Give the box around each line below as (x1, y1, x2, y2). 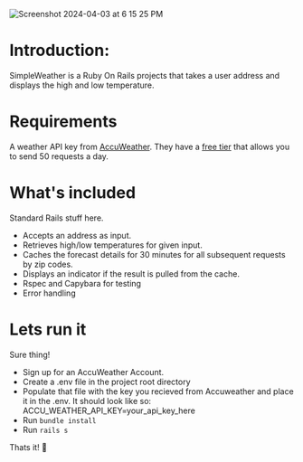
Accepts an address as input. (22, 230, 132, 240)
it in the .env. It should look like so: (22, 395, 152, 406)
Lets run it (9, 319, 87, 339)
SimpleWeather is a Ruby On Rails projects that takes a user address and (9, 70, 280, 80)
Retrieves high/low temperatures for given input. (22, 240, 204, 250)
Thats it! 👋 (9, 441, 48, 452)
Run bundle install (22, 414, 97, 425)
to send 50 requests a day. (9, 150, 109, 162)
